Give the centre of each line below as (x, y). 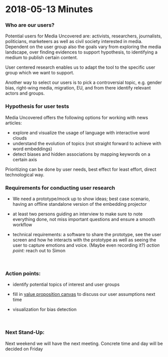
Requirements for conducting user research (60, 188)
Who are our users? (30, 25)
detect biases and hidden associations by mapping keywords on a (81, 154)
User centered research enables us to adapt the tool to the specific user (80, 67)
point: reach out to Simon (39, 251)
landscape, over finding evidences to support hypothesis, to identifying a (81, 52)
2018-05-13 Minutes (49, 9)
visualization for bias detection (45, 309)
